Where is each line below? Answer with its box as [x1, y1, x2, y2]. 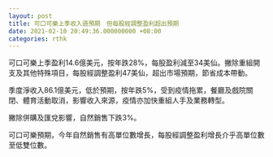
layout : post [8, 11, 53, 20]
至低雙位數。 [8, 140, 51, 150]
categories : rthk [8, 34, 67, 43]
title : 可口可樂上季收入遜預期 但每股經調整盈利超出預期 [8, 20, 180, 28]
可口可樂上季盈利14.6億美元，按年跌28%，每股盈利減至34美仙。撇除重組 [8, 58, 253, 68]
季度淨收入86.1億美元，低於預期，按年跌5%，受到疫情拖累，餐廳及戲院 [8, 85, 246, 95]
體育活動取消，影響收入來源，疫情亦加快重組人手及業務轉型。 [22, 95, 229, 106]
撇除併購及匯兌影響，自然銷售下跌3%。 [8, 113, 141, 123]
